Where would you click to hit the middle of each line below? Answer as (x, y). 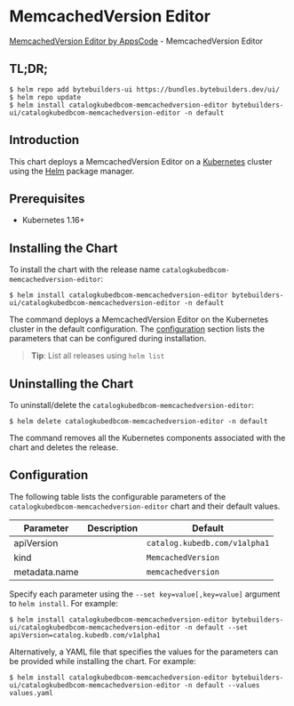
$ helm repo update (45, 97)
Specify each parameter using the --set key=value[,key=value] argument (145, 594)
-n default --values (222, 685)
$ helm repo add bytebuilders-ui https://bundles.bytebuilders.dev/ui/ (144, 89)
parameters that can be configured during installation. (108, 339)
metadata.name (46, 572)
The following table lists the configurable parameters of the (118, 496)
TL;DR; (29, 69)
